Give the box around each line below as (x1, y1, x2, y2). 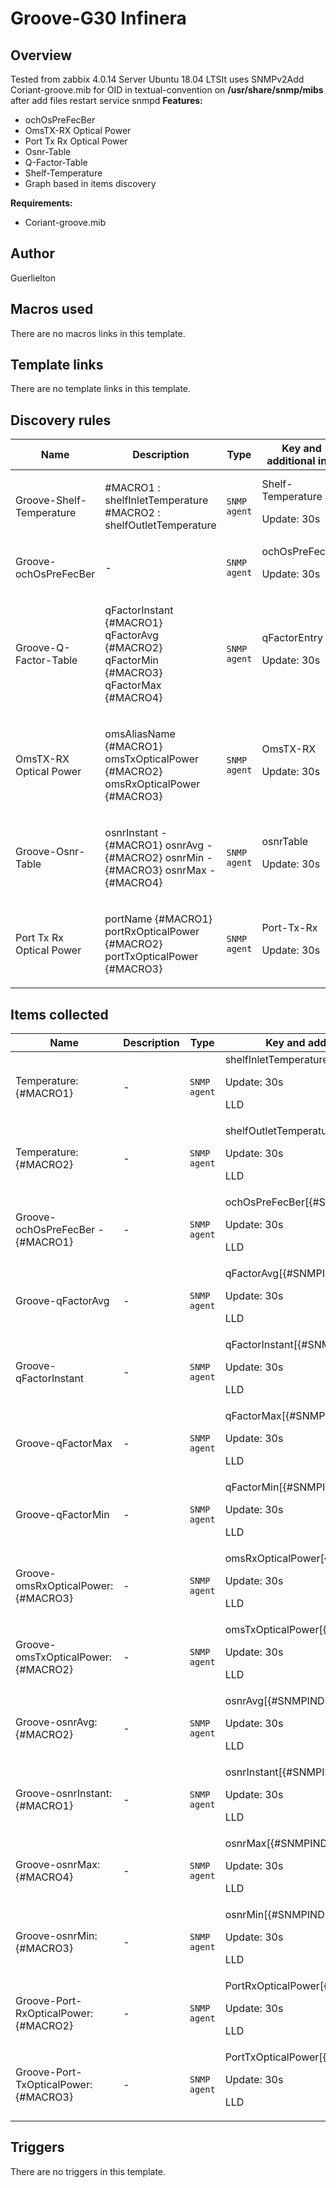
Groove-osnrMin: (15, 1929, 98, 1943)
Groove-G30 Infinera (10, 7, 187, 30)
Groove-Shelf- (15, 493, 88, 507)
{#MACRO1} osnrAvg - (104, 838, 213, 852)
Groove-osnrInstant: (15, 1787, 113, 1801)
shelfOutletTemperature (104, 518, 217, 532)
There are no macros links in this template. (10, 327, 186, 339)
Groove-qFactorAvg (15, 1294, 110, 1308)
